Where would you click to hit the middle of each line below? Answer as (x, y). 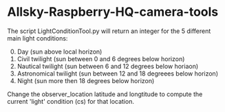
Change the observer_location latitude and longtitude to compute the (105, 94)
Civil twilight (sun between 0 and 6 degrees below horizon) (101, 58)
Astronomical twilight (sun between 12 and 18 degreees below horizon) (118, 74)
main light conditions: (37, 38)
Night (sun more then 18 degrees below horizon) (86, 80)
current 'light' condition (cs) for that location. (71, 101)
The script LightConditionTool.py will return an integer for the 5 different (109, 31)
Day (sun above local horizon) (60, 52)
